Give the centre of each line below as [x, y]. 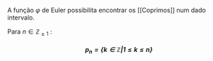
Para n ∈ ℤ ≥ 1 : [30, 32]
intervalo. [21, 18]
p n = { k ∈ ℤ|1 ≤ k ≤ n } [119, 50]
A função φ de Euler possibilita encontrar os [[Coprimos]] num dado [107, 10]
